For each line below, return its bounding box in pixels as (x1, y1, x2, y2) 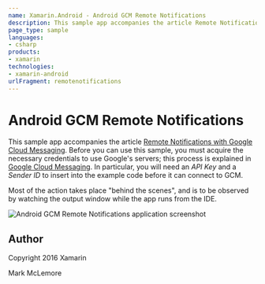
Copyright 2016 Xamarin (8, 253, 87, 263)
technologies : (8, 63, 55, 71)
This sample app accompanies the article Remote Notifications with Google (8, 137, 253, 146)
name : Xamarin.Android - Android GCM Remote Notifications (8, 11, 207, 20)
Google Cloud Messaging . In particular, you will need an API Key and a (8, 162, 237, 172)
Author (8, 232, 43, 245)
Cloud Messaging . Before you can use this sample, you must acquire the (8, 146, 244, 155)
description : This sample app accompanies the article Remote (8, 19, 217, 27)
